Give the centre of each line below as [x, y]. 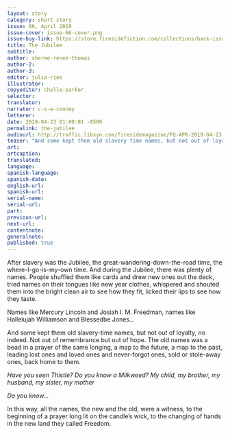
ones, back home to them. [44, 362]
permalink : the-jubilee [41, 128]
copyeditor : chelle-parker [46, 90]
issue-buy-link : [30, 39]
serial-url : [24, 205]
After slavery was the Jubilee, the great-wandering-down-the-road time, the [115, 263]
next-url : [21, 224]
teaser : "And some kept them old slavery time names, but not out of [108, 141]
